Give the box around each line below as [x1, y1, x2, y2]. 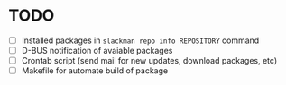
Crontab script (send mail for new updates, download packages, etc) [21, 55, 277, 66]
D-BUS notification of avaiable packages [21, 46, 173, 55]
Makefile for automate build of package [21, 65, 169, 76]
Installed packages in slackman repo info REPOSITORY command [21, 35, 260, 46]
